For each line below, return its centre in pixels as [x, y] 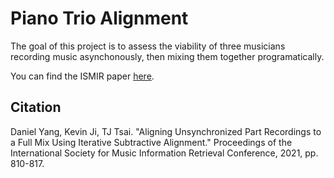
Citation [36, 107]
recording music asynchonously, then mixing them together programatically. [167, 56]
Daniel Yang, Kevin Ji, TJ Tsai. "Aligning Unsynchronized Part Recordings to [166, 131]
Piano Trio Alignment [99, 18]
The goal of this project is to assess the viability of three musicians [148, 46]
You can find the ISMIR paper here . [82, 76]
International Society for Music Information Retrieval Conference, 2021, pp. [164, 153]
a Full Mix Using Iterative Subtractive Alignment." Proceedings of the [151, 142]
